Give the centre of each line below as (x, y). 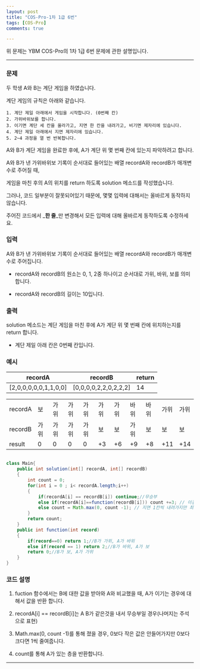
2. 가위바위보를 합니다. (31, 119)
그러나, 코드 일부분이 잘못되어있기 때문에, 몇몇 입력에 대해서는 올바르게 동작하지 (98, 195)
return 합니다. (22, 332)
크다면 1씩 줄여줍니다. (40, 641)
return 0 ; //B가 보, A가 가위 (60, 552)
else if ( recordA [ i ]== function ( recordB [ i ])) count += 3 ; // (111, 502)
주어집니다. (30, 261)
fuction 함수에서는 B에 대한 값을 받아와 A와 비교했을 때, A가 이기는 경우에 (100, 593)
